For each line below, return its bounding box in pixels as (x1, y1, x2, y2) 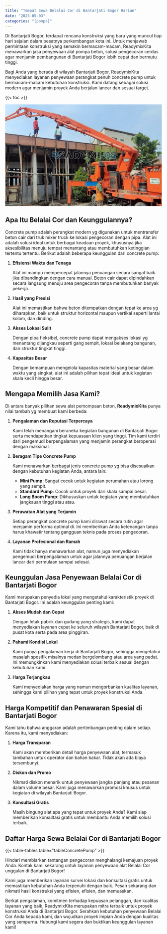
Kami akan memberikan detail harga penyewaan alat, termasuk (12, 749, 141, 755)
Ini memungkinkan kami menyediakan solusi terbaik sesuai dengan (12, 659, 150, 665)
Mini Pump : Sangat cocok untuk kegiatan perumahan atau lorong (19, 478, 154, 484)
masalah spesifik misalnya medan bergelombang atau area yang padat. (12, 654, 159, 660)
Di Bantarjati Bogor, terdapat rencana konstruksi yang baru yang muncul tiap (5, 33, 162, 39)
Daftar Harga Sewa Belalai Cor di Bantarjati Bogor (5, 834, 161, 843)
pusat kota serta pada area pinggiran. (12, 629, 89, 635)
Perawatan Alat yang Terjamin (12, 509, 76, 515)
